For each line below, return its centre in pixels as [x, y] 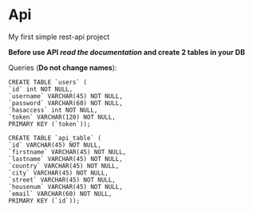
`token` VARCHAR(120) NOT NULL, [62, 117]
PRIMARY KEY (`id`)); [44, 201]
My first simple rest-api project [59, 37]
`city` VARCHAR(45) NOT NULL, [59, 173]
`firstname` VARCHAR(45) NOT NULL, [67, 152]
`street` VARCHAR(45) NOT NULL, [62, 180]
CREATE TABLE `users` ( [48, 82]
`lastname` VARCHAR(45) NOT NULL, [66, 159]
